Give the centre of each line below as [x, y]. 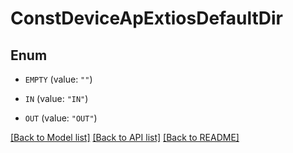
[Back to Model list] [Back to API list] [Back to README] [125, 137]
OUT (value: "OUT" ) [61, 118]
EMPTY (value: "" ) [58, 79]
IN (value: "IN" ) [56, 98]
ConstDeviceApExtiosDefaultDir [146, 18]
